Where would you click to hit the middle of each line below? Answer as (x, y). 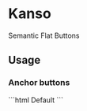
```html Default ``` (36, 100)
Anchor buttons (39, 83)
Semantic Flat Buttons (44, 35)
